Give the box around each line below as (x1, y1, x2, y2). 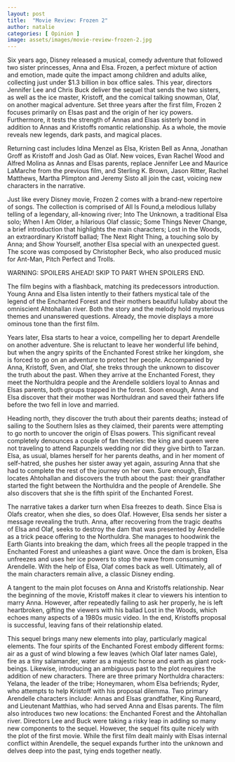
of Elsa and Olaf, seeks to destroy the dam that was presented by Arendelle (7, 525, 225, 533)
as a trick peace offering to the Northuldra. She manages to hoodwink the (7, 533, 220, 541)
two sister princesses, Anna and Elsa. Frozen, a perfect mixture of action (7, 63, 217, 72)
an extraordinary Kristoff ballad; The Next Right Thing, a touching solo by (7, 233, 219, 241)
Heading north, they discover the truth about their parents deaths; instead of (7, 414, 229, 423)
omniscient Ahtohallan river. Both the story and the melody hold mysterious (7, 305, 225, 313)
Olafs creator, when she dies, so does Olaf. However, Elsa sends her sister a (7, 510, 227, 519)
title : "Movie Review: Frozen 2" (7, 17, 109, 24)
